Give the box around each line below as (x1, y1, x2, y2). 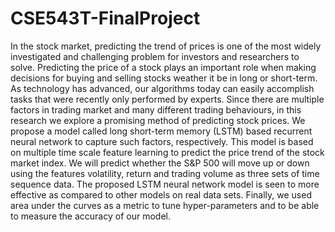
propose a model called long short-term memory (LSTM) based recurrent (10, 125, 313, 137)
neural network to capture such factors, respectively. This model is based (10, 135, 314, 147)
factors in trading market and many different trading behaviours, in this (10, 103, 302, 116)
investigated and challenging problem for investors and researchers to (10, 50, 300, 62)
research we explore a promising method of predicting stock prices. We (10, 114, 306, 126)
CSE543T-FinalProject (10, 7, 201, 30)
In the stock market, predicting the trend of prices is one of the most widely (10, 40, 322, 52)
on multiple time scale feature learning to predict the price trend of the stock (10, 146, 325, 158)
